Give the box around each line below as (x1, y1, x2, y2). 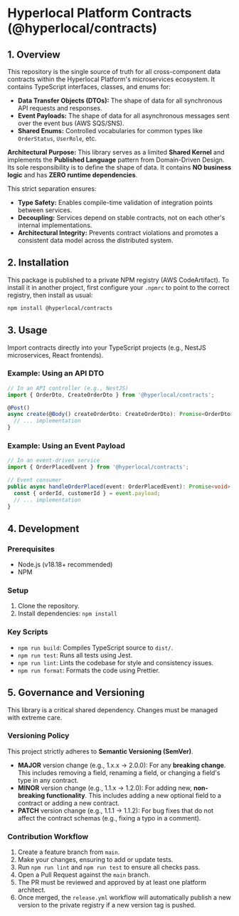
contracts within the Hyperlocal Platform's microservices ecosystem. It (7, 75, 216, 83)
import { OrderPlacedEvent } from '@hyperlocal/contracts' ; (7, 464, 190, 471)
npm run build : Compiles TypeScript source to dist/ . (17, 643, 174, 652)
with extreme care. (7, 713, 63, 722)
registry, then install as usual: (7, 291, 93, 299)
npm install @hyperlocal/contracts (7, 304, 113, 311)
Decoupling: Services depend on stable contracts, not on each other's (17, 214, 225, 222)
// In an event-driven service (7, 457, 100, 464)
